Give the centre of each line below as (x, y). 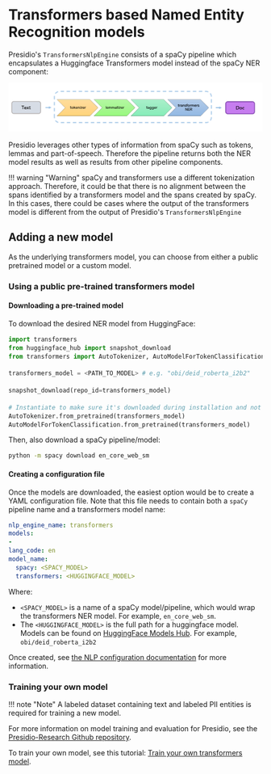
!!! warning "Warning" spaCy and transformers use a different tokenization (132, 177)
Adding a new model (61, 237)
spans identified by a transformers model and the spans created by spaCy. (132, 195)
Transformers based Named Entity (126, 15)
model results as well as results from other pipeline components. (116, 162)
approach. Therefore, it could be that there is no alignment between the (127, 186)
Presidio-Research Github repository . (70, 737)
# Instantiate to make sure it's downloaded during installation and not (135, 407)
